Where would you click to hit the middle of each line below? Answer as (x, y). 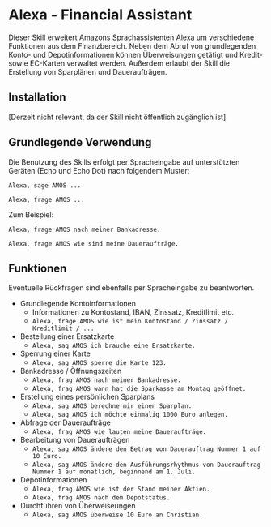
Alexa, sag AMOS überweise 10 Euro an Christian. (118, 515)
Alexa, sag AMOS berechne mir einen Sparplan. (112, 406)
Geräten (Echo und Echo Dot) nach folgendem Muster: (99, 170)
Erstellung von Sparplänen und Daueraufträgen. (88, 71)
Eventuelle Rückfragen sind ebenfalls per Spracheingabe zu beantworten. (131, 288)
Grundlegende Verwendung (80, 142)
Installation (37, 98)
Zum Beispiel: (31, 214)
